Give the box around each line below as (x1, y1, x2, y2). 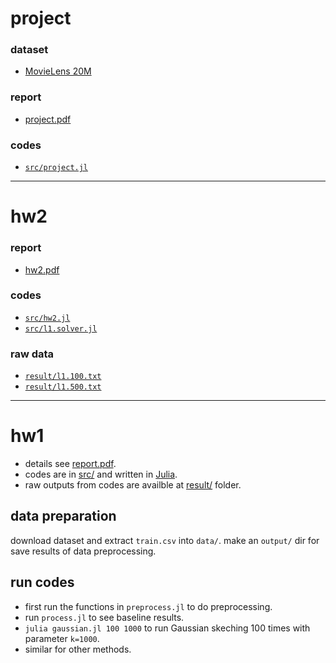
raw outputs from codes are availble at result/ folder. (24, 479, 242, 491)
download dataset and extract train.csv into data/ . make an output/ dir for (10, 534, 320, 546)
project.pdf (24, 113, 72, 125)
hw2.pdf (24, 263, 60, 276)
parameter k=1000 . (24, 632, 100, 644)
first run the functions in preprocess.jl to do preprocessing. (24, 600, 273, 612)
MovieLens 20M (24, 65, 92, 77)
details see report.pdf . (24, 458, 117, 470)
